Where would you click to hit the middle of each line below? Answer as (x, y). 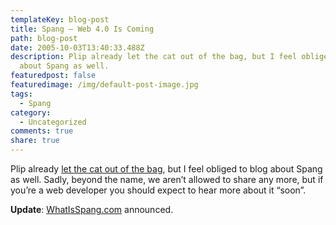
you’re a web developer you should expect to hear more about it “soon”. (158, 190)
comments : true (42, 131)
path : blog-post (44, 38)
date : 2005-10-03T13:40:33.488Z (77, 47)
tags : (21, 94)
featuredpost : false (53, 76)
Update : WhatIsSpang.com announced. (92, 209)
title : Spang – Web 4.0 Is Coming (82, 29)
